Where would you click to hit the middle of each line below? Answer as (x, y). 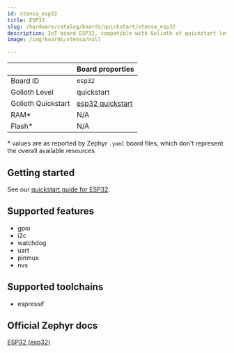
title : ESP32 (26, 20)
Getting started (41, 172)
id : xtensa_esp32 (32, 14)
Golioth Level (32, 93)
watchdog (32, 243)
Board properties (105, 69)
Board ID (25, 81)
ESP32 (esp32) (29, 343)
